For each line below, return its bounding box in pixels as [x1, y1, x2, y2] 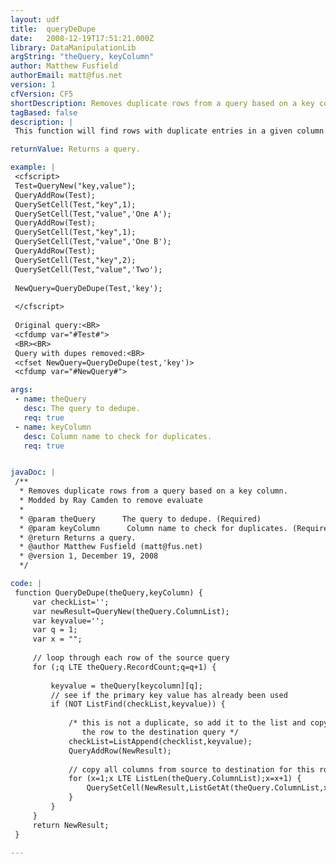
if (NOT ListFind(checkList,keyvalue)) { [50, 699, 226, 710]
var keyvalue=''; [32, 616, 105, 626]
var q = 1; [32, 625, 78, 635]
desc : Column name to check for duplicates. [23, 431, 213, 441]
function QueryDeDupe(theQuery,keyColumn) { [14, 587, 203, 598]
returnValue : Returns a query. [10, 144, 141, 155]
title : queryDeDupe [10, 24, 97, 34]
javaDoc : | [10, 467, 56, 478]
